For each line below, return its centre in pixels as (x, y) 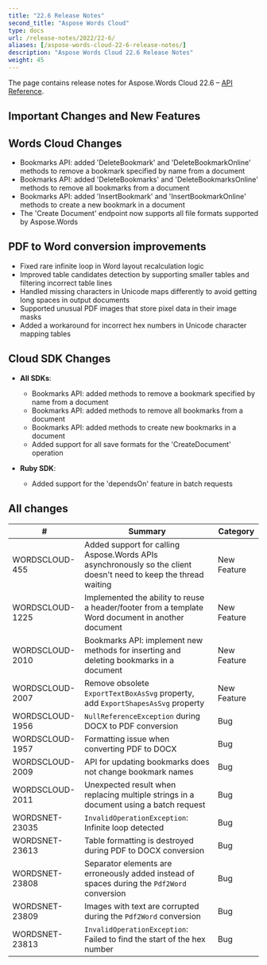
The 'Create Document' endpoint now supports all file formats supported (139, 214)
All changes (39, 509)
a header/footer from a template (144, 607)
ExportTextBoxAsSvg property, (139, 692)
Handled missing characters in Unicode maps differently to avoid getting (138, 291)
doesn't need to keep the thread (144, 575)
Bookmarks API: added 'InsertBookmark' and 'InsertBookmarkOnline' (133, 197)
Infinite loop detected (124, 827)
